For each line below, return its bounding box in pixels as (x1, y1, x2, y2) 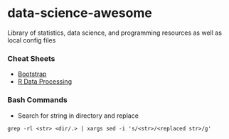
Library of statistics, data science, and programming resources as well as (7, 28, 223, 37)
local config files (7, 35, 56, 44)
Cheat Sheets (7, 53, 55, 63)
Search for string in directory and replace (17, 111, 139, 120)
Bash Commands (7, 95, 68, 105)
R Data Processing (17, 77, 73, 86)
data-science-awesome (7, 5, 153, 21)
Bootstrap (17, 69, 47, 79)
